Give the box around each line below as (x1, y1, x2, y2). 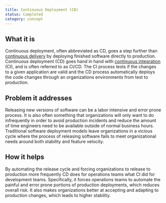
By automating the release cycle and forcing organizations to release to (5, 166, 151, 172)
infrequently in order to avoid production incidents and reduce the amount (5, 117, 157, 123)
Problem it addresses (5, 94, 72, 102)
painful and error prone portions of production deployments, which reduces (5, 182, 160, 188)
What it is (5, 35, 35, 43)
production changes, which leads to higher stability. (5, 192, 111, 198)
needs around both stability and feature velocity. (5, 139, 104, 144)
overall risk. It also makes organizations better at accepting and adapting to (5, 187, 159, 193)
